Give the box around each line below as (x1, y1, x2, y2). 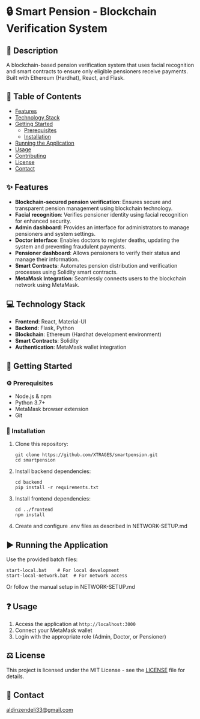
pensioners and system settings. (14, 230, 96, 237)
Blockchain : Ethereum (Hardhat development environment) (14, 331, 162, 338)
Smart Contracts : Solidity (14, 337, 79, 344)
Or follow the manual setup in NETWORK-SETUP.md (6, 583, 135, 591)
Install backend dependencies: (14, 468, 91, 475)
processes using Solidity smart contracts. (14, 268, 118, 275)
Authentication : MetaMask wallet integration (14, 343, 127, 351)
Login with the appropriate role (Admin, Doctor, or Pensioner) (14, 633, 166, 640)
